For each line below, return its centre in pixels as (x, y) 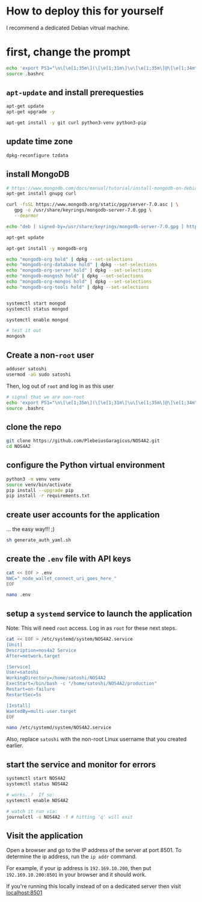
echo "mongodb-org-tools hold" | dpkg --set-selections (78, 287)
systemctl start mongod (36, 303)
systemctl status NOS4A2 (37, 784)
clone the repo (34, 427)
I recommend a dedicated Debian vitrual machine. (68, 28)
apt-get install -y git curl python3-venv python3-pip (76, 123)
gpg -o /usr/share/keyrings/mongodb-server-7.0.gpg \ (83, 210)
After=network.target (33, 656)
